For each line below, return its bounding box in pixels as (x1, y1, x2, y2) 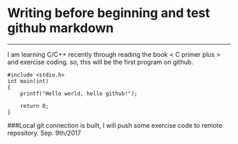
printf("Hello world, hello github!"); (20, 90, 138, 97)
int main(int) (7, 77, 50, 84)
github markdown (7, 20, 114, 36)
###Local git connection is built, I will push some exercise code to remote (7, 121, 222, 129)
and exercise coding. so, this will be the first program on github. (7, 57, 193, 66)
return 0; (20, 102, 50, 109)
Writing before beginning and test (7, 5, 210, 21)
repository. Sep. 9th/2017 (7, 128, 81, 137)
